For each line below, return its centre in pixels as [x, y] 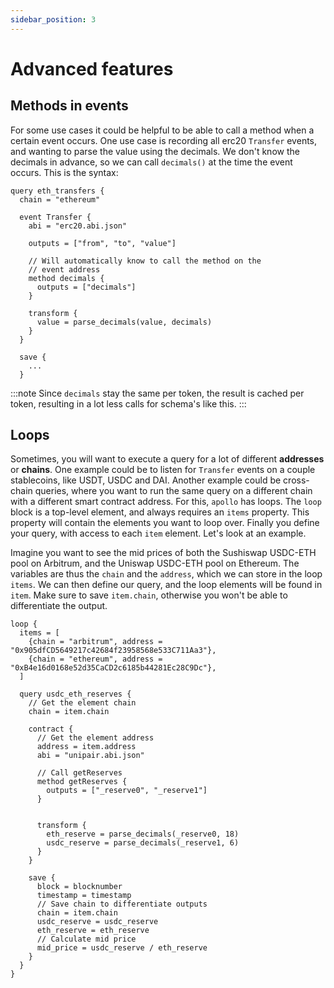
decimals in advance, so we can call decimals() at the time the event [151, 162]
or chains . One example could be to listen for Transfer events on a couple [163, 470]
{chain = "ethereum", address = [95, 659]
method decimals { [66, 278]
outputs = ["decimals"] [86, 287]
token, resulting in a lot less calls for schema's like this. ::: [128, 403]
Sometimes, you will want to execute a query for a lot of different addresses [167, 459]
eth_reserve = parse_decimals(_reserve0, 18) [143, 834]
